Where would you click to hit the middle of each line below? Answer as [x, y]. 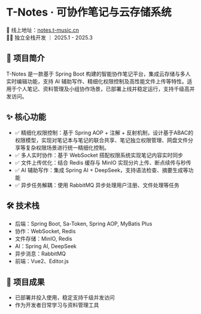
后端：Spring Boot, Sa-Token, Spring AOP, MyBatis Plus [83, 224]
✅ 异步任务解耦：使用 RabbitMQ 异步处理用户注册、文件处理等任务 [97, 185]
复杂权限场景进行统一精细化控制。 [67, 147]
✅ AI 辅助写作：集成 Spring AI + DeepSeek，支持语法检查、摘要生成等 [101, 170]
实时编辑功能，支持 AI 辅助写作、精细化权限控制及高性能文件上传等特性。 [97, 81]
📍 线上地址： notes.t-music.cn [43, 30]
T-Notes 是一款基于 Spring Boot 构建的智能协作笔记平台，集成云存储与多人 [98, 74]
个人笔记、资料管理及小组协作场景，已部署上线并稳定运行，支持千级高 [103, 89]
